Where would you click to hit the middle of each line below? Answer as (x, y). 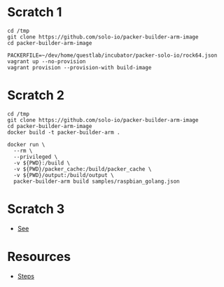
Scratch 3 (36, 209)
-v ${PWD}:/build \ (42, 163)
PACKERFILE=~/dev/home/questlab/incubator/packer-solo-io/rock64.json (112, 55)
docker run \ (26, 144)
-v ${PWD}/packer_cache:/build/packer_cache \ (83, 169)
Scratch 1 (35, 12)
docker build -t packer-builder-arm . (64, 132)
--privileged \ (36, 157)
